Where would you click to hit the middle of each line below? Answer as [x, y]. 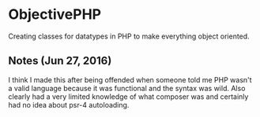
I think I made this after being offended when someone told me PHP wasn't [130, 79]
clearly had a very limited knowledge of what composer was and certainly [128, 97]
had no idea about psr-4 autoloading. [69, 104]
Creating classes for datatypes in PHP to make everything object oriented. [129, 36]
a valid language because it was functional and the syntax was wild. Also [127, 88]
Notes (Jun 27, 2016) [60, 61]
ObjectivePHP [55, 15]
